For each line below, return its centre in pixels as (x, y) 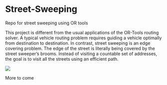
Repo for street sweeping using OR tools (47, 23)
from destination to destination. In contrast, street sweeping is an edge (78, 43)
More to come (19, 78)
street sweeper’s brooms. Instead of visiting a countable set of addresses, (81, 54)
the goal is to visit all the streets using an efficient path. (62, 59)
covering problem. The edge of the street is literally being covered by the (80, 48)
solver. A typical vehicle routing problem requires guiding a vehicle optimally (83, 38)
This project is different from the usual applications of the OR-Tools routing (82, 32)
